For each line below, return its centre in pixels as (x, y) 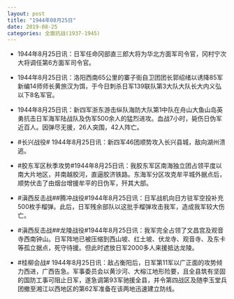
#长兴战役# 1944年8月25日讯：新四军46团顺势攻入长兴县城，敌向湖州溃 (121, 142)
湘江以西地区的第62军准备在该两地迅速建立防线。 (107, 289)
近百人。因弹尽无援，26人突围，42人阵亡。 (80, 127)
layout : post (26, 14)
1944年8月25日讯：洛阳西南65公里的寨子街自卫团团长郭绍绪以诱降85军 (120, 78)
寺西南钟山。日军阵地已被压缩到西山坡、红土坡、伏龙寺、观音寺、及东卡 (121, 239)
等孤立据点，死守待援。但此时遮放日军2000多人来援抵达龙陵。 (108, 248)
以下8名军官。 (38, 95)
